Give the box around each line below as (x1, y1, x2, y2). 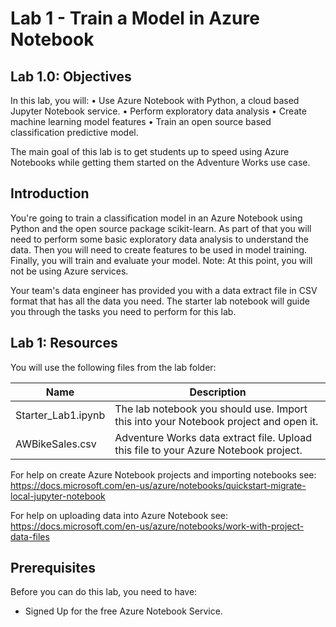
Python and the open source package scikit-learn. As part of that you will (10, 222, 312, 234)
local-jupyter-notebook (10, 490, 106, 502)
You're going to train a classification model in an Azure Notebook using (10, 212, 303, 224)
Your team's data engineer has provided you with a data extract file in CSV (10, 284, 318, 296)
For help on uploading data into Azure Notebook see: (10, 509, 229, 521)
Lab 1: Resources (10, 335, 118, 352)
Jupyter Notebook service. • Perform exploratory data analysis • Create (10, 105, 307, 117)
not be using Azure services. (10, 265, 129, 277)
